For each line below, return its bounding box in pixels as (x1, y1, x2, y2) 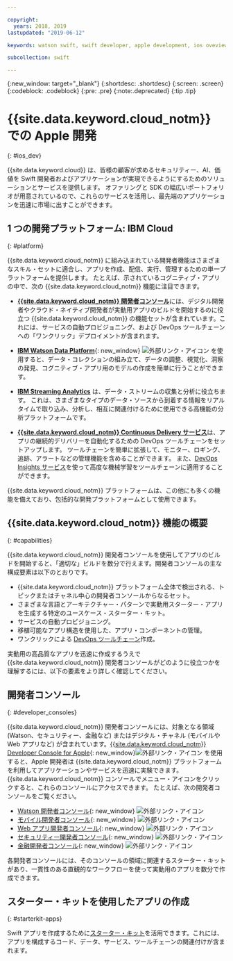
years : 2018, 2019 (13, 22, 67, 30)
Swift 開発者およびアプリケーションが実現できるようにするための (20, 174, 207, 183)
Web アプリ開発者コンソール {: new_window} (17, 824, 145, 832)
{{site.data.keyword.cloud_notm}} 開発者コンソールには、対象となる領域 (7, 722, 215, 730)
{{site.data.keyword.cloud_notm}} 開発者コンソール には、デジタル (17, 297, 212, 305)
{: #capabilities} (7, 536, 53, 544)
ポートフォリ (187, 183, 225, 192)
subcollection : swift (7, 54, 70, 61)
